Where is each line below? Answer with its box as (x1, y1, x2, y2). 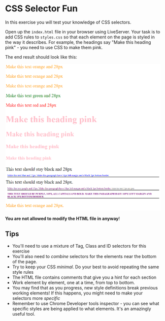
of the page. (12, 258, 37, 264)
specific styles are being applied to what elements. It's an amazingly (12, 306, 151, 312)
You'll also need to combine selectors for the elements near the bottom (12, 253, 157, 259)
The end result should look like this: (5, 54, 77, 60)
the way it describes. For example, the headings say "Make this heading (5, 39, 151, 45)
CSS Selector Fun (5, 3, 78, 14)
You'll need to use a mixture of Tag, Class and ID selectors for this (12, 243, 146, 249)
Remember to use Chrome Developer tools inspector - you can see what (12, 300, 160, 306)
